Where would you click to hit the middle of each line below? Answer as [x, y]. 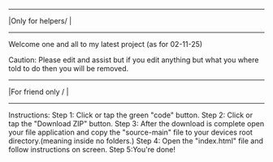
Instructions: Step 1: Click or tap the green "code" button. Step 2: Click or [131, 115]
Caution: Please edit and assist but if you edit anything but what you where [134, 60]
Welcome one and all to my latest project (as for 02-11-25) [106, 44]
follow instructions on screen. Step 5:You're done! [92, 149]
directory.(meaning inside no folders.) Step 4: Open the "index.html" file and [136, 141]
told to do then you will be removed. [69, 68]
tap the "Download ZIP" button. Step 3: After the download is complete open [136, 124]
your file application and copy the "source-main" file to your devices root [131, 132]
